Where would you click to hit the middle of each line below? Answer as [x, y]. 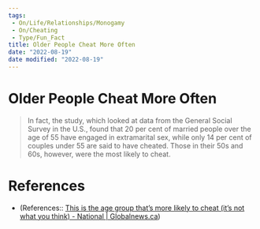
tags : [17, 15]
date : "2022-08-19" [40, 52]
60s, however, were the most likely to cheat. [99, 154]
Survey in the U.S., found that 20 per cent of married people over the [139, 129]
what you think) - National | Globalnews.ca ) [90, 216]
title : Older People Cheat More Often [72, 45]
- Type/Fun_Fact [38, 38]
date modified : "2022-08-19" [56, 60]
